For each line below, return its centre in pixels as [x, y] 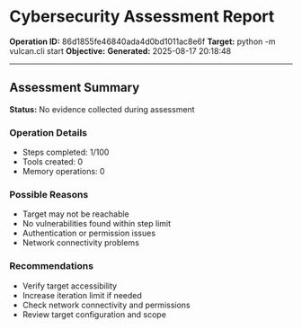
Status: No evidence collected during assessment [102, 109]
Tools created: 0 [53, 162]
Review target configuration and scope [94, 314]
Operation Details [49, 132]
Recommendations [52, 266]
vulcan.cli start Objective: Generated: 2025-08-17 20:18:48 [120, 50]
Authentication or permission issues [89, 233]
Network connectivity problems [80, 243]
